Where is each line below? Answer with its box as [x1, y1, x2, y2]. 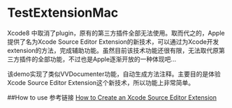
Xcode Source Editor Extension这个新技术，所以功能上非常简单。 [7, 78, 195, 86]
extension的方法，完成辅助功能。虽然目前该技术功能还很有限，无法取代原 [7, 46, 219, 54]
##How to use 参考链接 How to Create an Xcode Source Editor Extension [7, 93, 217, 102]
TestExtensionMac [7, 5, 119, 21]
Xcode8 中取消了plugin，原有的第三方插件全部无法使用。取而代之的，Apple [7, 29, 225, 37]
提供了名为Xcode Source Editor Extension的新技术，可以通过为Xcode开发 [7, 37, 219, 46]
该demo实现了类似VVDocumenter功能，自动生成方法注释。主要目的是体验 [7, 70, 222, 78]
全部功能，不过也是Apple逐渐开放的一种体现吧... [37, 54, 177, 63]
